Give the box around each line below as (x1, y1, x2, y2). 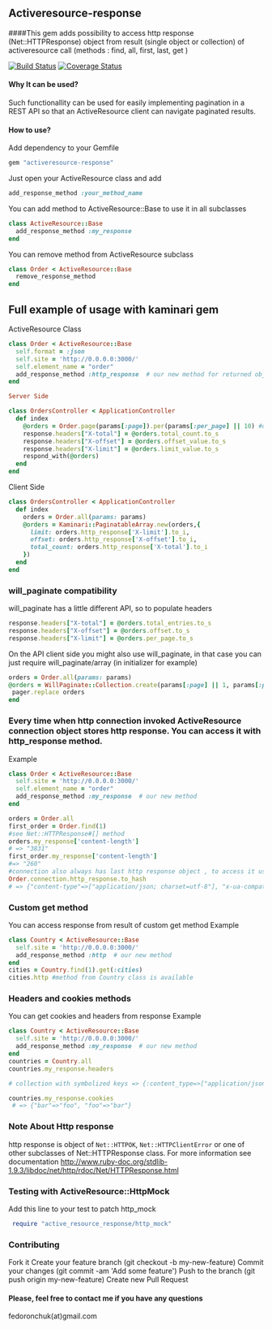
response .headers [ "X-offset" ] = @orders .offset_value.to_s (23, 437, 227, 445)
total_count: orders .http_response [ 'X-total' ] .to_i (29, 543, 208, 552)
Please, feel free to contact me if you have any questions (8, 1293, 204, 1303)
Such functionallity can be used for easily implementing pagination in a (8, 97, 245, 108)
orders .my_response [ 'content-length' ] (8, 837, 139, 846)
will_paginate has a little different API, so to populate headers (8, 604, 213, 613)
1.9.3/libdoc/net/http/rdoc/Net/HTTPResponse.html (8, 1165, 180, 1175)
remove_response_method (15, 272, 96, 281)
